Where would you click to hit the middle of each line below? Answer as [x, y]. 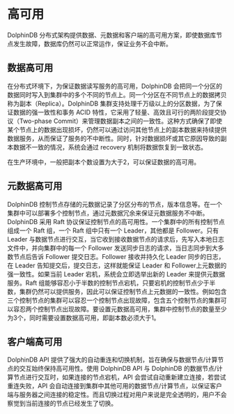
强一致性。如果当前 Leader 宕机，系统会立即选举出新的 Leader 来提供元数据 [116, 274]
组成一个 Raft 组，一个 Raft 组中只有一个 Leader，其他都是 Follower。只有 [113, 230]
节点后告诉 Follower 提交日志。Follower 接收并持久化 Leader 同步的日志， [119, 256]
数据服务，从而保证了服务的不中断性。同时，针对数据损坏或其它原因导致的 [114, 138]
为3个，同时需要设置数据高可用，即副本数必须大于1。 [84, 318]
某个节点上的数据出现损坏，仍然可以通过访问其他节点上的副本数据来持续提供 [117, 129]
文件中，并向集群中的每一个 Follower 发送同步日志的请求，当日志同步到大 [112, 248]
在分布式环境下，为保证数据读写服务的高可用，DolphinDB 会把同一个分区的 [115, 86]
